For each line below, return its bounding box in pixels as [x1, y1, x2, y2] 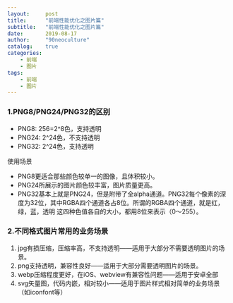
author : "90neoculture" [7, 37, 90, 44]
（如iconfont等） [17, 287, 67, 296]
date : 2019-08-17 [7, 30, 78, 37]
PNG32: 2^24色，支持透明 [17, 142, 94, 150]
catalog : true [7, 43, 59, 50]
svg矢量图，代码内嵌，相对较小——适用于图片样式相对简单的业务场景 [17, 279, 220, 287]
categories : [7, 50, 42, 57]
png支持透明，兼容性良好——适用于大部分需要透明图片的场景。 [17, 261, 203, 270]
